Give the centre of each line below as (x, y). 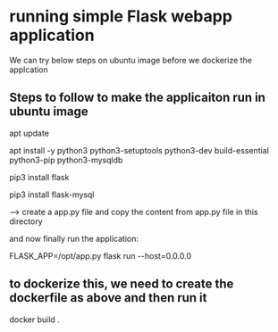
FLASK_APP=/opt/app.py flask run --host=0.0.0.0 (101, 255)
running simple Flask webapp (121, 17)
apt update (29, 133)
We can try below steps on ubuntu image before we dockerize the (131, 60)
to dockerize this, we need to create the (122, 284)
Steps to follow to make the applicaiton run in (138, 98)
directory (26, 221)
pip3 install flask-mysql (52, 195)
